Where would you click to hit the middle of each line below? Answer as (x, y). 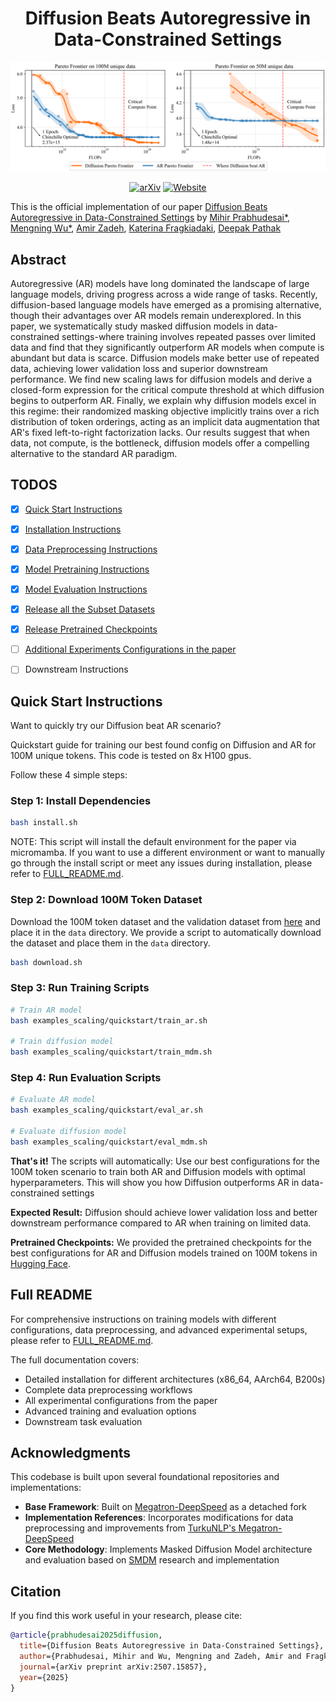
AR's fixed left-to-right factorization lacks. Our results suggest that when (160, 432)
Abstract (38, 259)
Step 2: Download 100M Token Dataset (106, 900)
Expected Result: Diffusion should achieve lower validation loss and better (164, 1212)
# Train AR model (46, 1010)
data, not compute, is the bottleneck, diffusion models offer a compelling (160, 443)
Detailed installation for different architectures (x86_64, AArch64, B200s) (175, 1379)
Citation (36, 1591)
